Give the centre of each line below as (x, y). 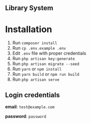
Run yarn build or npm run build (46, 74)
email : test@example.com (30, 107)
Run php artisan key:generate (44, 59)
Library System (29, 8)
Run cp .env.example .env (39, 48)
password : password (26, 116)
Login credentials (33, 95)
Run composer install (35, 43)
